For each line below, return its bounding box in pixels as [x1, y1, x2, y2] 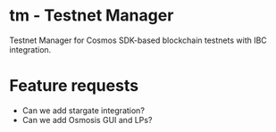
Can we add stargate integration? [21, 104, 146, 116]
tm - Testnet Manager [9, 5, 174, 26]
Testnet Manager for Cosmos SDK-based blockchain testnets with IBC [9, 35, 268, 45]
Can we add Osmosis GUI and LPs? [21, 114, 153, 125]
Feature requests [9, 76, 139, 96]
